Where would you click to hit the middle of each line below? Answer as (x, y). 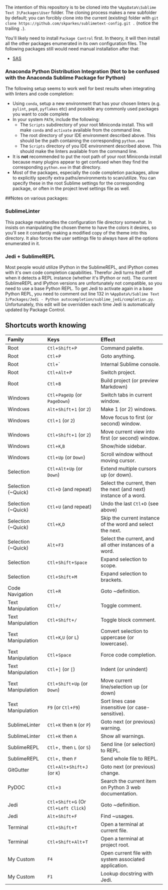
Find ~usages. (117, 816)
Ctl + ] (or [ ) (61, 669)
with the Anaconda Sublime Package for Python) (65, 77)
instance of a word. (123, 495)
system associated (123, 859)
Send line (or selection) (128, 744)
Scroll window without (127, 454)
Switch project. (118, 372)
